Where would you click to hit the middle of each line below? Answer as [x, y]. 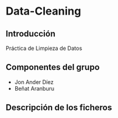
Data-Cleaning [43, 11]
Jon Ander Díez [34, 82]
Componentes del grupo [53, 67]
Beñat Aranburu [34, 88]
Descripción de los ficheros [59, 108]
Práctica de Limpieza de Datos [44, 48]
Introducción [31, 34]
